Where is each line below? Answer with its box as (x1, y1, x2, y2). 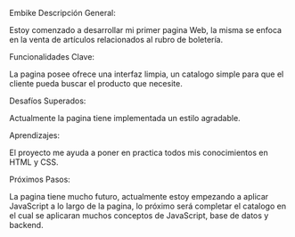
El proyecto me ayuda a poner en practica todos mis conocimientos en (9, 147, 269, 158)
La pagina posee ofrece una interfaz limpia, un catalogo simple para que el (9, 69, 284, 79)
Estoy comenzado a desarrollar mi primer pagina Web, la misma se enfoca (9, 25, 283, 35)
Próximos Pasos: (9, 174, 71, 184)
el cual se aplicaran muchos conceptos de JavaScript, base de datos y (9, 210, 269, 221)
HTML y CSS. (9, 157, 59, 168)
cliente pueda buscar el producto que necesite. (9, 78, 183, 88)
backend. (9, 220, 44, 230)
